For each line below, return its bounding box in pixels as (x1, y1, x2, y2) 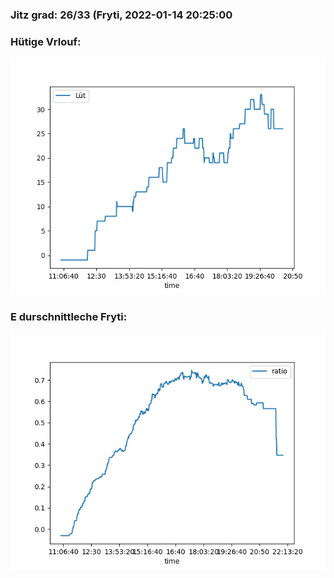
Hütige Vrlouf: (10, 34, 82, 48)
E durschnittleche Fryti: (10, 310, 128, 324)
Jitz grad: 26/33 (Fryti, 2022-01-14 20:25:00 (10, 8, 233, 22)
